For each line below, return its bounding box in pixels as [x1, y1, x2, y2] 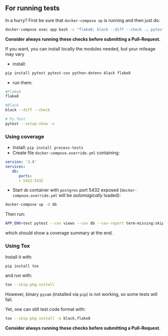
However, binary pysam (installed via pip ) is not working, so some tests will [5, 291, 157, 297]
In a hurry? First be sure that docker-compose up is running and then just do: [5, 17, 160, 23]
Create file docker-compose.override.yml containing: [12, 150, 120, 156]
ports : [18, 173, 32, 178]
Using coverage [5, 133, 44, 140]
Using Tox [5, 242, 30, 249]
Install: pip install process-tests [12, 145, 83, 151]
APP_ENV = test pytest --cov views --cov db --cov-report [5, 221, 124, 226]
